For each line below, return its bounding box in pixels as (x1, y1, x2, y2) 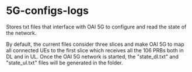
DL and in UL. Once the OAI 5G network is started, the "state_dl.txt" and (6, 53, 179, 60)
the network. (6, 29, 37, 36)
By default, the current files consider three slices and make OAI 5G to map (6, 41, 185, 48)
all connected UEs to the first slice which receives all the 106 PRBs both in (6, 46, 184, 53)
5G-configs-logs (6, 4, 89, 17)
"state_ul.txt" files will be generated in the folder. (6, 59, 124, 66)
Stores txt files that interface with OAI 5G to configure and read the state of (6, 23, 187, 30)
